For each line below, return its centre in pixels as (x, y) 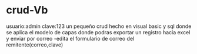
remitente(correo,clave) (35, 45)
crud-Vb (27, 10)
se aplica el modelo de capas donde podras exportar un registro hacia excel (98, 32)
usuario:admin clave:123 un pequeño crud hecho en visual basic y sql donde (99, 26)
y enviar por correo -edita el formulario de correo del (70, 38)
